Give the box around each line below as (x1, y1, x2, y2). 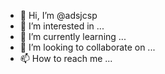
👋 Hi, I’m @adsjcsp (19, 10, 98, 21)
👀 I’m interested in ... (19, 20, 105, 32)
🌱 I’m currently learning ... (19, 31, 127, 42)
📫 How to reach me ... (19, 53, 113, 64)
